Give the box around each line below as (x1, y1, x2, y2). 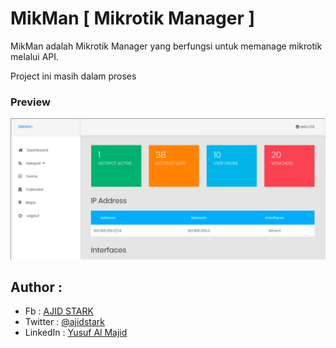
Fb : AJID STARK (24, 305, 94, 317)
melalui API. (10, 50, 60, 62)
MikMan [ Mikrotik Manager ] (10, 7, 256, 30)
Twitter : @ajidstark (24, 316, 105, 328)
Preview (10, 95, 51, 109)
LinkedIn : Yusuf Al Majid (24, 327, 128, 339)
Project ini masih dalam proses (10, 70, 137, 82)
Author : (10, 279, 63, 296)
